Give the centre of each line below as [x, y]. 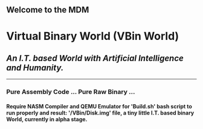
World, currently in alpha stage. [47, 119]
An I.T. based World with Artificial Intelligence [95, 58]
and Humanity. [35, 68]
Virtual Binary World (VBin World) [93, 36]
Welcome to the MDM [48, 10]
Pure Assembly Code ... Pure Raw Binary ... [71, 92]
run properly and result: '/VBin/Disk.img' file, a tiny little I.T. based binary [100, 113]
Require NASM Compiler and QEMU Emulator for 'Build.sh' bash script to [99, 106]
